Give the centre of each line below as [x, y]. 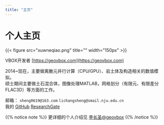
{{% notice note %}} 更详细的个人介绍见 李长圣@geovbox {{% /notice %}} [82, 117]
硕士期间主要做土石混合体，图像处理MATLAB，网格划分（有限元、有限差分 [82, 83]
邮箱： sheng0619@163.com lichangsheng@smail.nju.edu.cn [64, 100]
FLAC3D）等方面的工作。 [31, 90]
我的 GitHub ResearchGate [32, 106]
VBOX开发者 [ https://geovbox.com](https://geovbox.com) [64, 60]
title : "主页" [19, 10]
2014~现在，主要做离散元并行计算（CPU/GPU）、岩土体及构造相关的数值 [80, 71]
